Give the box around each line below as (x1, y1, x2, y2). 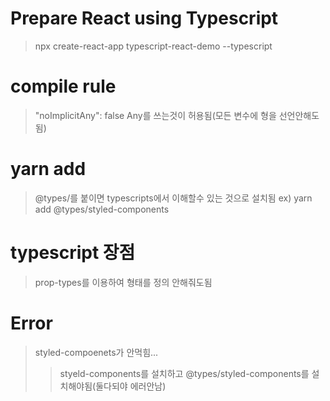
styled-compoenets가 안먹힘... (34, 346, 159, 358)
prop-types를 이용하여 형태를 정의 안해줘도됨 (34, 276, 213, 288)
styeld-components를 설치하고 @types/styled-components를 (59, 367, 310, 379)
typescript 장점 (10, 242, 136, 264)
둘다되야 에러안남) (95, 380, 167, 392)
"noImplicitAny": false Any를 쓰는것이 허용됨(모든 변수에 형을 (34, 109, 277, 121)
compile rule (10, 75, 117, 98)
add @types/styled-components (34, 203, 170, 215)
